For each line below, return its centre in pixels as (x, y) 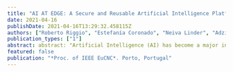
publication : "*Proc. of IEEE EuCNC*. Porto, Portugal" (89, 58)
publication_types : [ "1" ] (44, 39)
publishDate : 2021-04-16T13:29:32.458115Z (69, 26)
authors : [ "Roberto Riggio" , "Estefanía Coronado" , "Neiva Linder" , (108, 33)
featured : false (31, 52)
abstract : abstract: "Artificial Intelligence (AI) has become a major (113, 45)
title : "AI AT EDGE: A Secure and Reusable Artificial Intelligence (108, 13)
